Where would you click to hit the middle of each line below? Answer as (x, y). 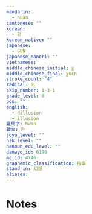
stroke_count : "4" (29, 79)
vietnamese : (21, 62)
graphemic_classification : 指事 (46, 163)
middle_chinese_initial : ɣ (40, 68)
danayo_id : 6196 (27, 152)
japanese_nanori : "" (32, 57)
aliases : (17, 175)
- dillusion (27, 113)
